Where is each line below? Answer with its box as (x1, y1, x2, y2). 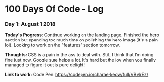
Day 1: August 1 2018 (5, 21, 55, 28)
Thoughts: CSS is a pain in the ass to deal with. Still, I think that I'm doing (5, 52, 154, 58)
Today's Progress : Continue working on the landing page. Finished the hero (5, 32, 160, 38)
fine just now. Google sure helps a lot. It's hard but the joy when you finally (5, 57, 156, 63)
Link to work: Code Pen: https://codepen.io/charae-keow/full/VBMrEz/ (5, 72, 149, 78)
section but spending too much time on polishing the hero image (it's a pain (5, 37, 158, 43)
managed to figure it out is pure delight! (5, 62, 85, 68)
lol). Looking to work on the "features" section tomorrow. (5, 42, 120, 48)
